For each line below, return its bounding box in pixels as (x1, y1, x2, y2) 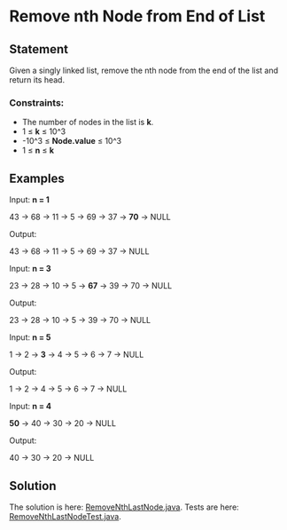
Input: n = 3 (9, 264, 51, 274)
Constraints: (9, 96, 65, 108)
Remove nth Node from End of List (9, 6, 266, 27)
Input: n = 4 (9, 401, 51, 412)
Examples (9, 170, 65, 186)
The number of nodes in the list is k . (21, 117, 154, 128)
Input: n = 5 (9, 332, 51, 343)
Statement (9, 42, 69, 57)
